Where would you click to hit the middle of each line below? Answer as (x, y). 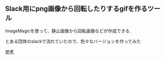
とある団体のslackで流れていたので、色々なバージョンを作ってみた (73, 41)
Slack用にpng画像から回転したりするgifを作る (76, 9)
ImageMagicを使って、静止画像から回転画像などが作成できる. (68, 30)
